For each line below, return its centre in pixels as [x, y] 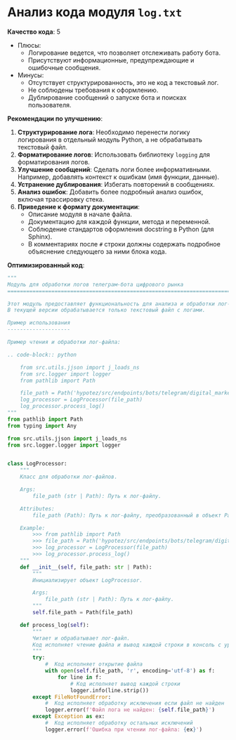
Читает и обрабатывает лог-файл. [81, 638]
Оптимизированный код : [46, 265]
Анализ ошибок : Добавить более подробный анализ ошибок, [110, 192]
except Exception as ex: [69, 717]
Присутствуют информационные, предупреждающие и [111, 60]
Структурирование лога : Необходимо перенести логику [104, 132]
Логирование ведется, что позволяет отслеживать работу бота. [124, 53]
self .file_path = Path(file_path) [83, 613]
